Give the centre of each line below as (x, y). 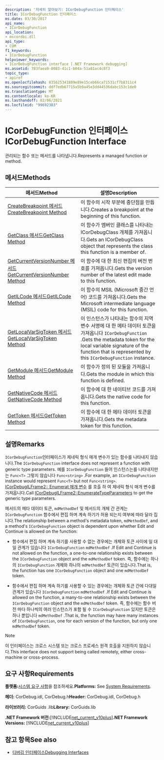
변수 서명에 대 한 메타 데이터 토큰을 (118, 326)
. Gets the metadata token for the (117, 339)
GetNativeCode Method (35, 399)
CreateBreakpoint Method (37, 212)
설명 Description (118, 193)
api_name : (15, 23)
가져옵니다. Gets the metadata (113, 419)
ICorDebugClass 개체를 (107, 232)
